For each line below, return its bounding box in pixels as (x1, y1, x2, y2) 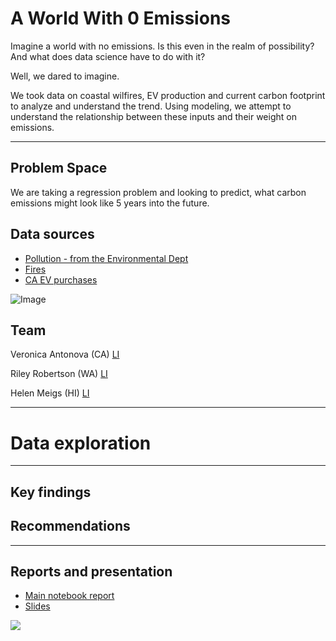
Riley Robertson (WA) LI (10, 368, 108, 380)
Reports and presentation (10, 563, 173, 580)
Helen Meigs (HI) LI (10, 387, 90, 399)
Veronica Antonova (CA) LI (10, 348, 120, 361)
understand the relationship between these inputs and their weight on (10, 110, 297, 122)
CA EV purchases (24, 273, 98, 286)
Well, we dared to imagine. (10, 70, 120, 82)
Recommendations (10, 518, 131, 535)
